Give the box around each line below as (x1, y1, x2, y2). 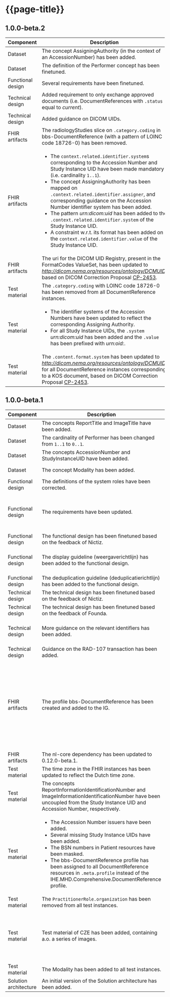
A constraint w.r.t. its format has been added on (50, 229, 163, 236)
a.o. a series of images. (41, 935, 97, 942)
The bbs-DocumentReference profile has (50, 856, 149, 863)
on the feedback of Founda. (41, 610, 108, 617)
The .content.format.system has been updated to (41, 353, 160, 360)
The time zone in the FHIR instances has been (41, 765, 151, 772)
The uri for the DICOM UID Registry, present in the (41, 255, 161, 262)
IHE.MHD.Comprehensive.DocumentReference (50, 876, 161, 883)
